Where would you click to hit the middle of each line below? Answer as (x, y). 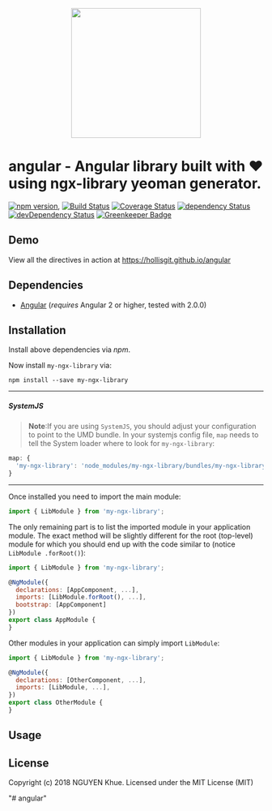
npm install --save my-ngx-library (68, 380)
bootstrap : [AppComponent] (61, 605)
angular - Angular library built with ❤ (136, 167)
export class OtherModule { (56, 703)
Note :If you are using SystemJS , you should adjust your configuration (142, 427)
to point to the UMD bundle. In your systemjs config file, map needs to (143, 435)
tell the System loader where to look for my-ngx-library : (121, 444)
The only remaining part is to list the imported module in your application (130, 526)
